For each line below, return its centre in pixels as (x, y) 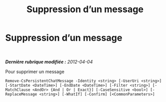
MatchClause (18, 90)
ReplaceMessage (21, 94)
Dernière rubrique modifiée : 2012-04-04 (49, 61)
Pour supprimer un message (35, 72)
